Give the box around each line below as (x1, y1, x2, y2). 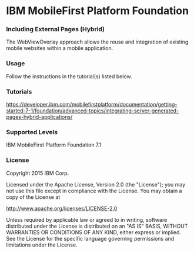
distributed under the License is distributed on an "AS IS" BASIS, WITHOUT (6, 222, 188, 229)
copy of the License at (6, 193, 61, 201)
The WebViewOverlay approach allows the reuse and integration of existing (6, 38, 189, 45)
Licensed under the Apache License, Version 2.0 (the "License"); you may (6, 181, 186, 188)
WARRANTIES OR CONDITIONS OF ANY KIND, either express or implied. (6, 228, 181, 236)
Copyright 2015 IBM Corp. (6, 169, 69, 177)
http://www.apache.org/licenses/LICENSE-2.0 (6, 205, 118, 212)
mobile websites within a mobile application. (6, 45, 113, 52)
